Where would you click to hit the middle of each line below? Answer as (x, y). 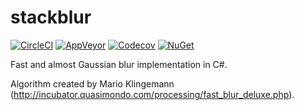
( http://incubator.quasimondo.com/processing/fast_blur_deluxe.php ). (152, 94)
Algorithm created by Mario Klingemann (92, 83)
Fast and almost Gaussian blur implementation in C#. (119, 64)
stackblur (51, 17)
